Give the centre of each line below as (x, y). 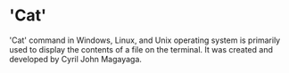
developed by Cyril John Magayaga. (76, 59)
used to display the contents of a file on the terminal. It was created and (141, 49)
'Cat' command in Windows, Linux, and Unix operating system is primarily (145, 40)
